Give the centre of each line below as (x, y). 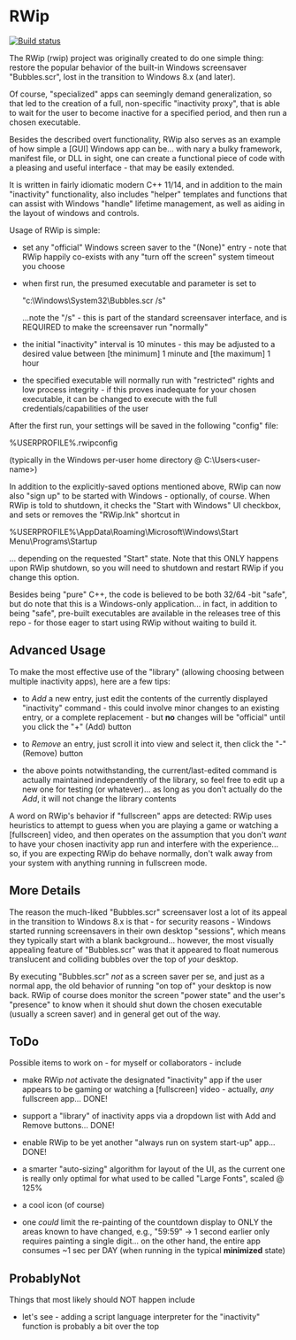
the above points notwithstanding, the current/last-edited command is (149, 770)
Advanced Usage (57, 651)
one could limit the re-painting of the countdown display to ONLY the (147, 1222)
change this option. (44, 577)
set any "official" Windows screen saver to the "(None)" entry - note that (154, 247)
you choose (43, 266)
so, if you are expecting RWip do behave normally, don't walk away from (141, 853)
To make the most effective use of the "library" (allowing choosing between (147, 671)
